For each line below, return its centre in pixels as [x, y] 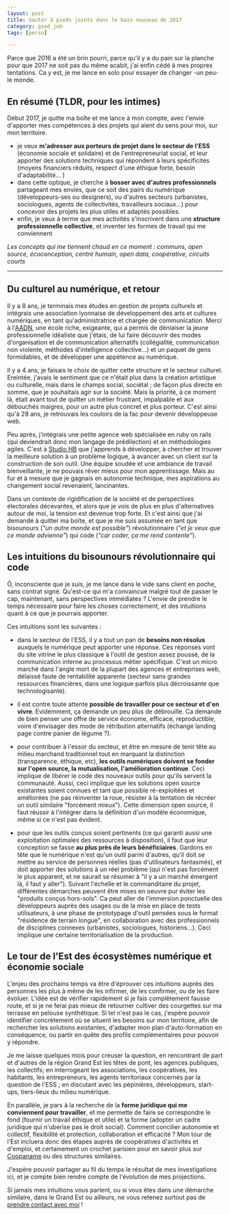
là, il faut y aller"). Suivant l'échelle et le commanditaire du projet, [108, 884]
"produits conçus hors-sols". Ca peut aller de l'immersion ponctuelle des [119, 898]
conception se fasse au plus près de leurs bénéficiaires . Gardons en [115, 847]
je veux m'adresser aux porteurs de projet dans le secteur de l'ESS [113, 146]
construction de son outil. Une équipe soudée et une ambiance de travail [110, 463]
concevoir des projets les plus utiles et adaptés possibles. [99, 212]
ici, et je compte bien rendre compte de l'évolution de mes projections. [107, 1177]
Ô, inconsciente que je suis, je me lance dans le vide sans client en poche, [112, 584]
